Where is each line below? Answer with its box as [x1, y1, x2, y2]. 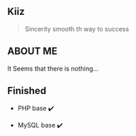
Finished [7, 85, 47, 97]
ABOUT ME [7, 46, 58, 58]
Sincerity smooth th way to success [24, 24, 130, 33]
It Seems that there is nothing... [7, 64, 99, 73]
